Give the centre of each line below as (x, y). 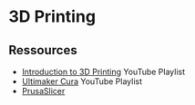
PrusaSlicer (43, 91)
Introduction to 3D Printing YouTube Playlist (103, 72)
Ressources (43, 50)
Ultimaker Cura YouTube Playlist (82, 81)
